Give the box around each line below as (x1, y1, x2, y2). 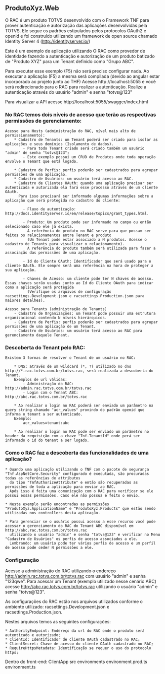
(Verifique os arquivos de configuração (27, 289, 112, 294)
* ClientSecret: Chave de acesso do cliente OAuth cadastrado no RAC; (5, 641, 154, 646)
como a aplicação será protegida (5, 285, 74, 290)
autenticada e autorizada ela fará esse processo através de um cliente (5, 185, 158, 190)
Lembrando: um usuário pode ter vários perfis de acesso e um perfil (9, 540, 156, 545)
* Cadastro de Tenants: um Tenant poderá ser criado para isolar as (14, 137, 158, 142)
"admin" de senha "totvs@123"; (5, 150, 70, 155)
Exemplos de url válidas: (14, 377, 68, 382)
